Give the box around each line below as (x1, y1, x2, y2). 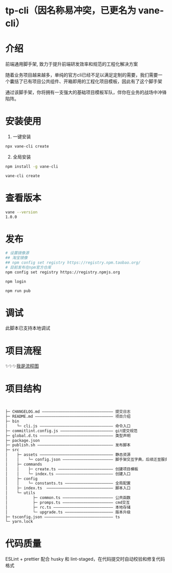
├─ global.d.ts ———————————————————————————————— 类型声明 (5, 433, 131, 438)
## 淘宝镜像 (5, 255, 28, 261)
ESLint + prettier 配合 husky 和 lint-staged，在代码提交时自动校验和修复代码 (5, 556, 165, 562)
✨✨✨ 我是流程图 (5, 363, 39, 369)
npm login (5, 279, 27, 284)
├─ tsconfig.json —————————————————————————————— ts (5, 514, 120, 520)
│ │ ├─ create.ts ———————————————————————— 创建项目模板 (5, 466, 138, 472)
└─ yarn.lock (5, 519, 33, 524)
